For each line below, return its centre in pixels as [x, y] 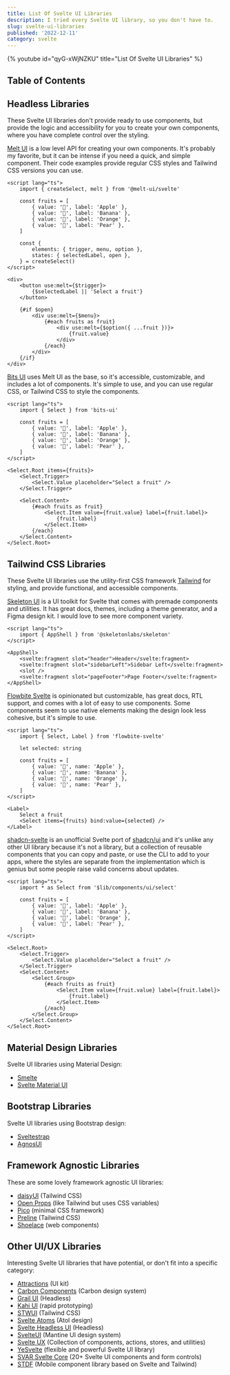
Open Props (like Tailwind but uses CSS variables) [88, 1203]
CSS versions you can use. [45, 170]
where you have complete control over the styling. [79, 135]
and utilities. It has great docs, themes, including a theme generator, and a [112, 609]
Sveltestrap [33, 1136]
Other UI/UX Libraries [54, 1246]
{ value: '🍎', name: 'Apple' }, [79, 767]
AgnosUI [30, 1144]
